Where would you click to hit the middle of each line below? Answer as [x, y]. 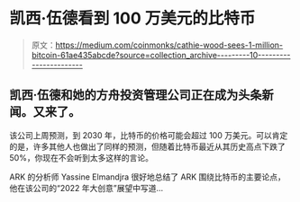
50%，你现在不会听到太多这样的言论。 [81, 157]
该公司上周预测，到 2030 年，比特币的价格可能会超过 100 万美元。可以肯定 [149, 135]
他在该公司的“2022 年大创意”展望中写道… [86, 188]
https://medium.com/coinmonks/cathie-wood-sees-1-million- [169, 45]
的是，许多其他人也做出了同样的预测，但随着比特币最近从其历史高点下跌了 [147, 146]
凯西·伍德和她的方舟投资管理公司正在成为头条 [136, 95]
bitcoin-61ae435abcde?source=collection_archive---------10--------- [161, 55]
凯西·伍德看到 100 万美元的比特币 [132, 18]
